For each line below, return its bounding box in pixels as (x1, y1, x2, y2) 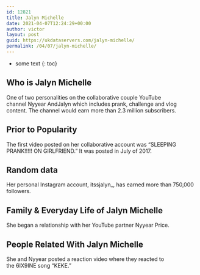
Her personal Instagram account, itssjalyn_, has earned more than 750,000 (6, 181, 194, 188)
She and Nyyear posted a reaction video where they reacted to (6, 255, 165, 263)
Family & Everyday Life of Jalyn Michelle (6, 205, 163, 216)
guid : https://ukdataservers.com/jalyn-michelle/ (6, 37, 135, 43)
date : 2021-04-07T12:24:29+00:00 (6, 20, 91, 26)
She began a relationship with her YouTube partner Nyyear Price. (6, 221, 170, 229)
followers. (6, 188, 32, 195)
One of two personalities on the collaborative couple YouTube (6, 94, 162, 101)
